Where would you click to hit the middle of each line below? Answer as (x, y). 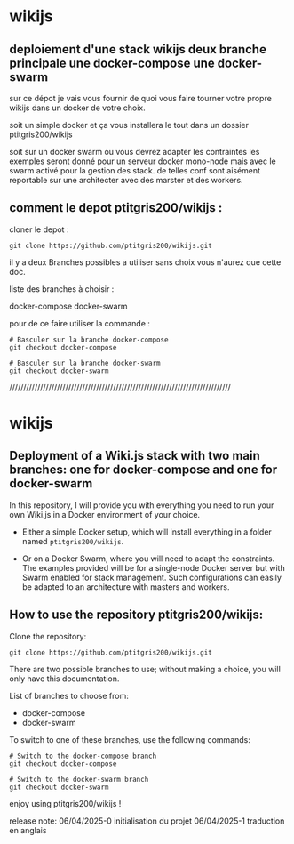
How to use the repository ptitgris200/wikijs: (136, 615)
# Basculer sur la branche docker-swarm (85, 363)
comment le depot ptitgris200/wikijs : (116, 208)
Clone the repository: (48, 636)
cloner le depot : (39, 229)
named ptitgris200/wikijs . (73, 541)
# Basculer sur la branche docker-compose (89, 340)
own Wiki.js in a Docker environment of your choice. (105, 514)
